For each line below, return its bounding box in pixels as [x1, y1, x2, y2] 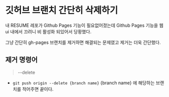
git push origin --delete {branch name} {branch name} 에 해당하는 [12, 79, 155, 86]
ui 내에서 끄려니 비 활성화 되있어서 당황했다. [5, 28, 92, 34]
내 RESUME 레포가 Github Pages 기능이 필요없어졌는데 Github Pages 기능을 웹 [5, 22, 164, 28]
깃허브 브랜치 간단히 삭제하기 [5, 5, 118, 16]
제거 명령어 [5, 56, 38, 64]
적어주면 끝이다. [22, 86, 54, 92]
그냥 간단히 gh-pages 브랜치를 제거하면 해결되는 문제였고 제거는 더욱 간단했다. [5, 39, 161, 45]
